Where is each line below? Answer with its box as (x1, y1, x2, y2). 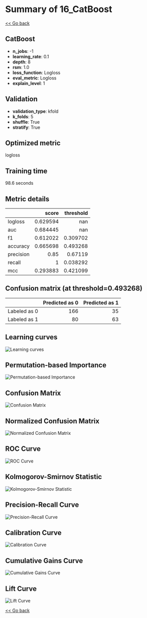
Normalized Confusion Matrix (5, 417, 99, 425)
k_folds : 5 (12, 113, 34, 119)
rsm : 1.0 (12, 64, 30, 70)
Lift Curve (5, 584, 37, 593)
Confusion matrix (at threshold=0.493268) (5, 284, 143, 293)
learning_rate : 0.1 (12, 53, 49, 59)
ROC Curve (5, 444, 41, 453)
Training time (5, 167, 48, 175)
